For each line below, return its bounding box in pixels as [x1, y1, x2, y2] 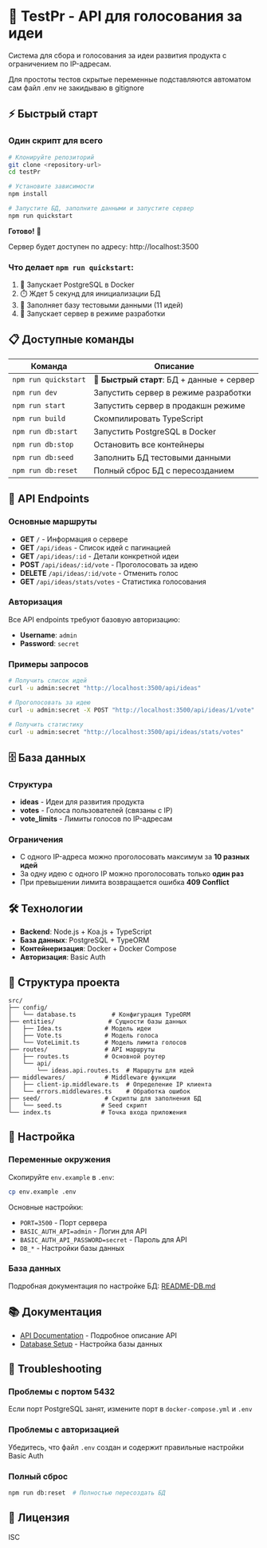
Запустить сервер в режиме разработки [93, 387, 252, 398]
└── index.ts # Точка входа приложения [8, 1109, 187, 1117]
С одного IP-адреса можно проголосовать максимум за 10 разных [19, 852, 250, 862]
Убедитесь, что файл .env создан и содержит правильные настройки [8, 1442, 245, 1452]
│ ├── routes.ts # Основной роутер [8, 1053, 166, 1061]
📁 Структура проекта [8, 975, 120, 989]
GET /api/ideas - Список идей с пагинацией [19, 542, 171, 552]
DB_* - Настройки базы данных [19, 1243, 125, 1252]
